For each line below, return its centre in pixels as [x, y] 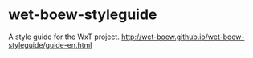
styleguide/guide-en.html [50, 44]
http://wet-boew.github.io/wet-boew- [183, 37]
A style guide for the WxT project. [64, 37]
